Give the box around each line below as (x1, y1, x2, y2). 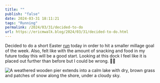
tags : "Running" (5, 20, 38, 26)
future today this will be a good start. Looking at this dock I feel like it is (5, 53, 146, 58)
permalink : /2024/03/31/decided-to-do (5, 25, 83, 30)
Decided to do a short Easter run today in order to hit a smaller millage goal (5, 43, 155, 48)
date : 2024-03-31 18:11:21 (5, 16, 59, 21)
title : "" (5, 7, 25, 12)
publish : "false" (5, 12, 40, 16)
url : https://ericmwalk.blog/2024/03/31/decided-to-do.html (5, 29, 129, 34)
